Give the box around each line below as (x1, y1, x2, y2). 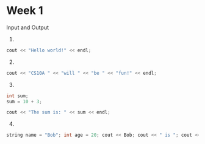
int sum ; (6, 92, 29, 99)
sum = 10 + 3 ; (6, 98, 43, 105)
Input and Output (6, 24, 49, 31)
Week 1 (6, 4, 43, 18)
